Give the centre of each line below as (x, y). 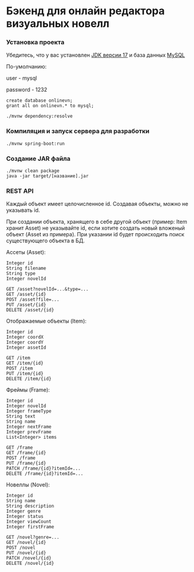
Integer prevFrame (29, 432)
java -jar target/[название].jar (47, 176)
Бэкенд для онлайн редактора (85, 11)
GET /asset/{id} (26, 295)
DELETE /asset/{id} (30, 310)
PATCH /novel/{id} (29, 558)
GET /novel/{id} (26, 543)
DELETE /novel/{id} (30, 564)
